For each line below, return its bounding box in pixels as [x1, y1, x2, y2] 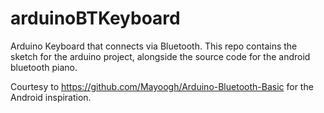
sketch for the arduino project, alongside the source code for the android [10, 50, 311, 62]
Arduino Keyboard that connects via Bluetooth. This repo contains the [10, 40, 298, 52]
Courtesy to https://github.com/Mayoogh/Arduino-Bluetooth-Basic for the [10, 80, 314, 92]
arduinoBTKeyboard [10, 7, 181, 30]
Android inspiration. [10, 91, 92, 103]
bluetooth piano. [10, 61, 78, 73]
